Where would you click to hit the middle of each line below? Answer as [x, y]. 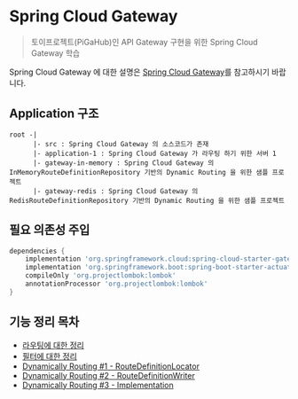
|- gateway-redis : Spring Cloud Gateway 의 [115, 191]
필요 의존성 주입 [50, 230]
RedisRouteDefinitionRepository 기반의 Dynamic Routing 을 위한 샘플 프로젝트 [147, 200]
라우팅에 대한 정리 [53, 345]
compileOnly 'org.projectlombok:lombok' [101, 276]
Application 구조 [54, 114]
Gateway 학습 [55, 53]
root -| [24, 135]
